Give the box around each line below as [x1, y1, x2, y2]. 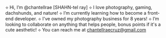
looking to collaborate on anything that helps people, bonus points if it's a [5, 21, 161, 27]
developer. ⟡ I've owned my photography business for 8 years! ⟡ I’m [14, 16, 159, 22]
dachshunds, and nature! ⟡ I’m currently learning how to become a [5, 10, 146, 16]
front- [147, 10, 160, 16]
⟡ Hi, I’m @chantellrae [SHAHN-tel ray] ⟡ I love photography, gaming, [5, 5, 153, 10]
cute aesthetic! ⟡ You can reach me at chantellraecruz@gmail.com [5, 27, 146, 32]
